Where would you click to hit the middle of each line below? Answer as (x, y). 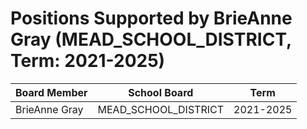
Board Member (51, 92)
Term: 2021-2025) (88, 61)
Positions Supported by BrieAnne (151, 18)
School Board (161, 92)
